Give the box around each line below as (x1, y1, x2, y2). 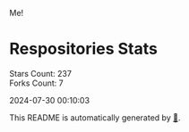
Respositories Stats (9, 39, 159, 59)
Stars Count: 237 (9, 68, 72, 78)
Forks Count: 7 (9, 78, 64, 88)
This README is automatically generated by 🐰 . (9, 111, 181, 123)
